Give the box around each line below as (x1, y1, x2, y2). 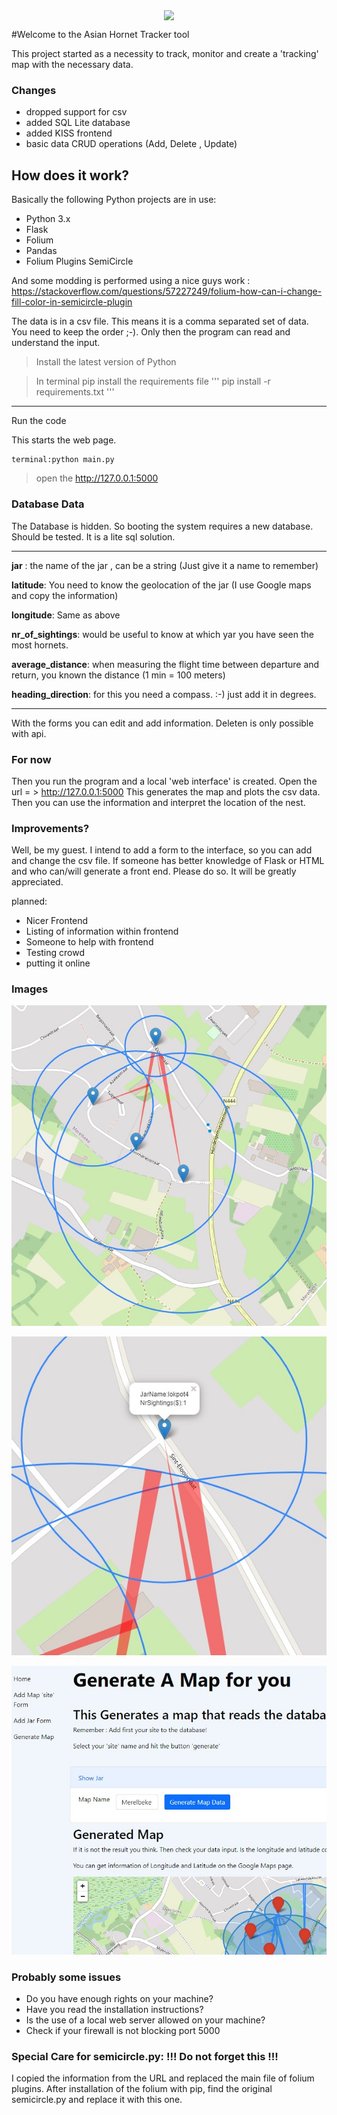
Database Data (11, 497, 85, 511)
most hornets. (11, 639, 69, 651)
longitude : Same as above (11, 609, 121, 621)
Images (11, 982, 49, 996)
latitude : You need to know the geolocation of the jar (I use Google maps (11, 579, 312, 591)
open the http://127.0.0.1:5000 (35, 472, 159, 484)
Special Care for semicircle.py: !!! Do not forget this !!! (11, 2050, 279, 2064)
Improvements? (11, 821, 90, 835)
